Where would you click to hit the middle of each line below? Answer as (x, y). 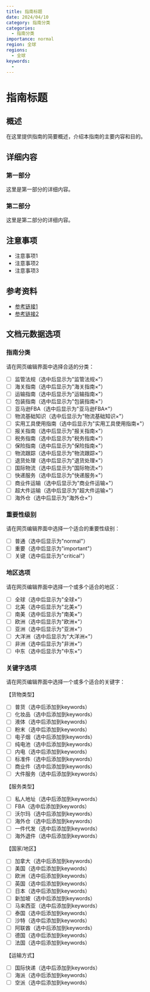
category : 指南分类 (28, 22)
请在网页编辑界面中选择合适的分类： (50, 367)
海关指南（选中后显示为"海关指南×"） (60, 386)
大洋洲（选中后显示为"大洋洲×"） (55, 636)
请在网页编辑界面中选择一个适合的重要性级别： (63, 529)
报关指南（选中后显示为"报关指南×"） (60, 431)
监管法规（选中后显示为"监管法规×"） (60, 379)
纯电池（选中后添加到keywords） (55, 744)
